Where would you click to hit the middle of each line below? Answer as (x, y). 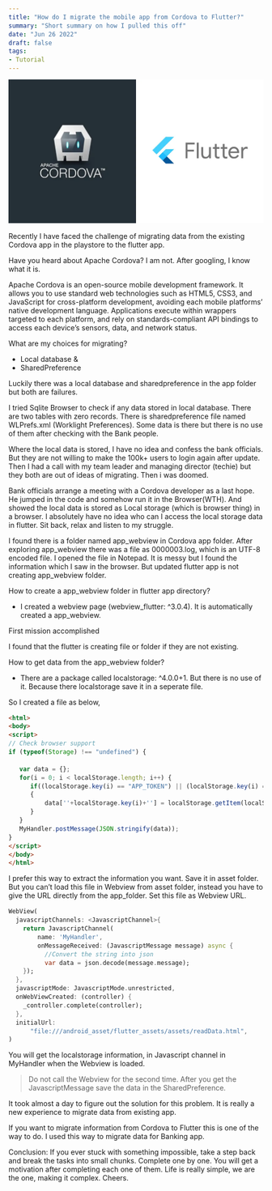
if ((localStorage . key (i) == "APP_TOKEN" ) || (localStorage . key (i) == (149, 786)
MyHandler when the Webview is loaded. (77, 1064)
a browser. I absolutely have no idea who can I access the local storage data (136, 516)
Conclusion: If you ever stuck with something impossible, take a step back (132, 1152)
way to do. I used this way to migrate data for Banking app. (106, 1137)
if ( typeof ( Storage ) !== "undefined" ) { (78, 752)
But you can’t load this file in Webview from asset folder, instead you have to (136, 887)
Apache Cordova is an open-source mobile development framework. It (126, 284)
